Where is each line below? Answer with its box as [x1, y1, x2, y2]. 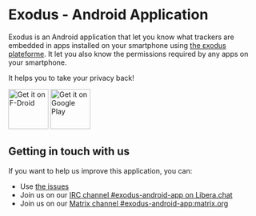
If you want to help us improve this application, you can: [8, 166, 193, 175]
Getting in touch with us [8, 145, 130, 158]
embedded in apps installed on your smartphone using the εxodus [8, 40, 226, 50]
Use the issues [19, 182, 70, 191]
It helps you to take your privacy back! [8, 73, 134, 82]
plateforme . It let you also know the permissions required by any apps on [8, 49, 249, 58]
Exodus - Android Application [8, 6, 209, 24]
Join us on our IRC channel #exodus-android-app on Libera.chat [19, 190, 234, 199]
